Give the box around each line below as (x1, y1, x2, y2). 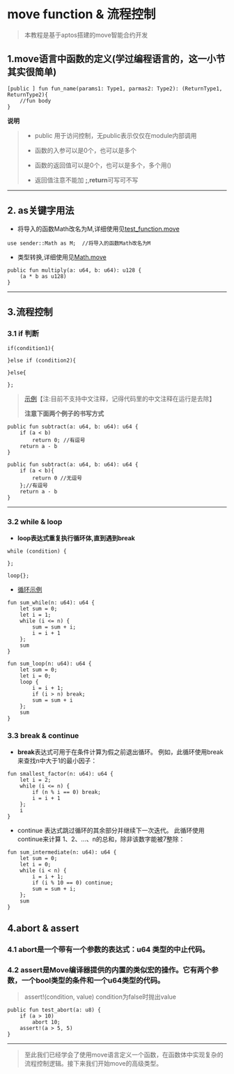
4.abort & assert (7, 923, 79, 935)
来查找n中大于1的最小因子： (17, 756, 97, 765)
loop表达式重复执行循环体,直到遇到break (17, 534, 136, 542)
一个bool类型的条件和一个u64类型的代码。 (21, 976, 165, 985)
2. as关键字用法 (7, 205, 75, 217)
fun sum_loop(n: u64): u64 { (7, 660, 92, 667)
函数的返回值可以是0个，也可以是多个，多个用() (34, 161, 172, 169)
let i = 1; (19, 611, 52, 618)
